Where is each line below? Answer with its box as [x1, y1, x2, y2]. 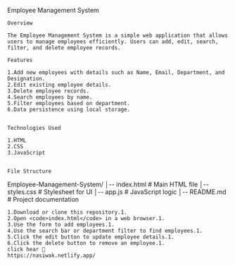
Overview [7, 20, 33, 27]
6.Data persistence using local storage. [7, 106, 131, 113]
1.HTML [7, 137, 27, 144]
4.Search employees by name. [7, 94, 93, 101]
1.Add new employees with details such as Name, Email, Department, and [7, 69, 225, 76]
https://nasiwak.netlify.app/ [7, 252, 96, 259]
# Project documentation [7, 195, 80, 203]
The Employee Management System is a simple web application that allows [7, 32, 229, 39]
